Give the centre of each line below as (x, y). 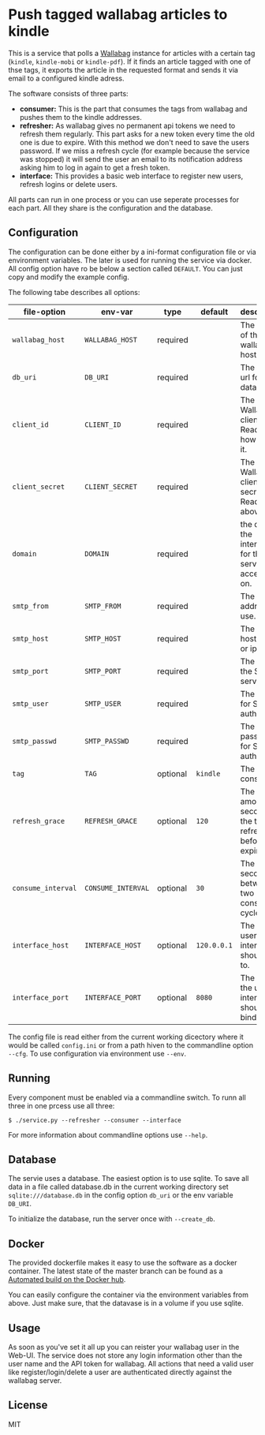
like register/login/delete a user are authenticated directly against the (120, 1372)
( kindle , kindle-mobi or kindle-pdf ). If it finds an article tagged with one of (129, 62)
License (28, 1405)
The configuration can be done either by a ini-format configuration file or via (132, 252)
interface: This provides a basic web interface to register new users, (131, 176)
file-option (44, 312)
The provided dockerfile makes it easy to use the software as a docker (123, 1263)
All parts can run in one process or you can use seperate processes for (124, 200)
